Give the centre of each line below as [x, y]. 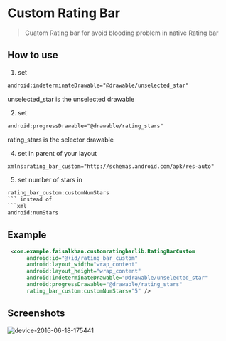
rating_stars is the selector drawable [60, 140]
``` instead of [30, 200]
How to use [33, 55]
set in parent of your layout [57, 153]
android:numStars [33, 213]
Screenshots [36, 314]
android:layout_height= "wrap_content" [84, 271]
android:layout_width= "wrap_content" [82, 265]
